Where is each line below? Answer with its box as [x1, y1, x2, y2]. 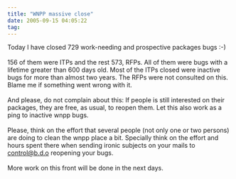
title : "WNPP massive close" [7, 10, 94, 18]
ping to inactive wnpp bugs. [7, 111, 89, 119]
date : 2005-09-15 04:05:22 [7, 17, 87, 24]
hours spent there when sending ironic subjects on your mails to [7, 141, 195, 150]
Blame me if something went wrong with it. [7, 81, 133, 89]
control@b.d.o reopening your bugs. [7, 148, 114, 157]
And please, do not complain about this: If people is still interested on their [7, 96, 225, 104]
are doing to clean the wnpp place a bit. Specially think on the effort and [7, 134, 219, 142]
